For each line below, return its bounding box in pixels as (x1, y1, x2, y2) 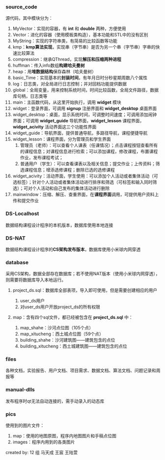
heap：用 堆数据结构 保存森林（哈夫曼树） (12, 69, 96, 75)
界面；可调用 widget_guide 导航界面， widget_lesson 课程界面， (12, 118, 144, 124)
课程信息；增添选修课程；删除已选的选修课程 (24, 167, 115, 173)
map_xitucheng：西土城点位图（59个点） (20, 331, 104, 337)
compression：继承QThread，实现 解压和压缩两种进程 (12, 57, 122, 62)
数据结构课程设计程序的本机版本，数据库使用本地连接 (5, 222, 113, 228)
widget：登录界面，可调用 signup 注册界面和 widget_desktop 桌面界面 (12, 106, 157, 112)
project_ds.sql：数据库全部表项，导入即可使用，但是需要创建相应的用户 (12, 287, 158, 293)
